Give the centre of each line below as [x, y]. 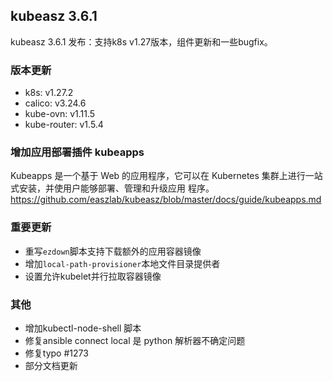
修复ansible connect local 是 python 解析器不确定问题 [135, 340]
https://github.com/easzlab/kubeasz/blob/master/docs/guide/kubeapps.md [166, 200]
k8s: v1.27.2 [49, 93]
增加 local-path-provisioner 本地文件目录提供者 [122, 263]
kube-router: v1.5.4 [64, 125]
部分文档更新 [51, 365]
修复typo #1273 [56, 353]
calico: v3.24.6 [55, 103]
